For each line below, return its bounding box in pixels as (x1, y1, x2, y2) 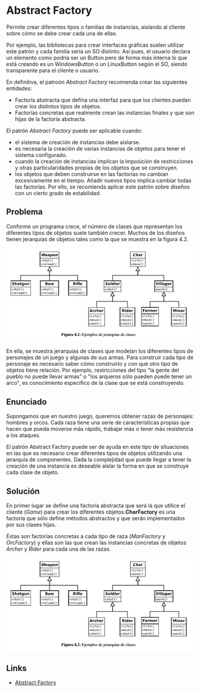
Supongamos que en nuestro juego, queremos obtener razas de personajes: (6, 412, 194, 420)
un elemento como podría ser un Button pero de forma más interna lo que (6, 54, 187, 61)
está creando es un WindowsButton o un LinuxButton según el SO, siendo (6, 60, 188, 68)
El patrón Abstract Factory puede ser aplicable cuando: (6, 127, 143, 134)
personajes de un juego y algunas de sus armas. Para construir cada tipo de (6, 354, 194, 361)
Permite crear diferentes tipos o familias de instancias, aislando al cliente (6, 23, 186, 31)
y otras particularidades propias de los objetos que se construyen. (14, 164, 179, 171)
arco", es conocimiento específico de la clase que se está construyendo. (6, 380, 185, 387)
